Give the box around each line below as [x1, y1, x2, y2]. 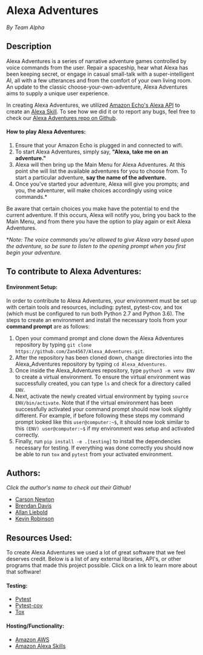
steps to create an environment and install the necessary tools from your [6, 316, 188, 323]
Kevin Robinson [15, 515, 55, 522]
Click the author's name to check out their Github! [6, 484, 131, 491]
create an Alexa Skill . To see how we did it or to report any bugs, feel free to [6, 107, 196, 115]
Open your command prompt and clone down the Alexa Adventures [15, 334, 184, 341]
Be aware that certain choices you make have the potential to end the [6, 204, 180, 212]
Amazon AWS [15, 636, 50, 643]
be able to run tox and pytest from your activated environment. [15, 450, 173, 458]
